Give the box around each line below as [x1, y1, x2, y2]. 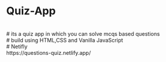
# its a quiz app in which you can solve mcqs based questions [6, 30, 161, 37]
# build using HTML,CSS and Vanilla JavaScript [6, 36, 123, 44]
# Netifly [6, 43, 28, 50]
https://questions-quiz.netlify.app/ [6, 49, 91, 56]
